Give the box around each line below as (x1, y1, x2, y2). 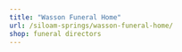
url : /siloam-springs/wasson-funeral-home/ (9, 21, 174, 30)
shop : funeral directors (9, 29, 102, 38)
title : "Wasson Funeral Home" (9, 12, 122, 22)
